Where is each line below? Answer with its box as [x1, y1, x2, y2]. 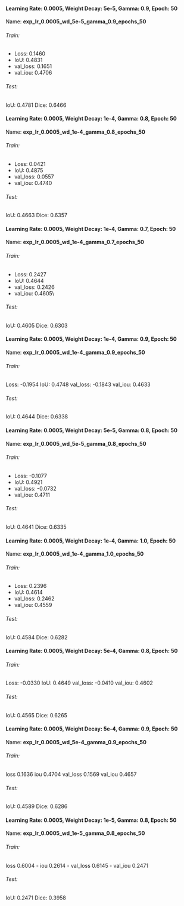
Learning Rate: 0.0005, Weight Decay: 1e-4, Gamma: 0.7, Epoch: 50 [5, 225, 176, 232]
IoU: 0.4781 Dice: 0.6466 [5, 101, 67, 109]
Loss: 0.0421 [14, 161, 46, 168]
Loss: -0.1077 [14, 472, 47, 479]
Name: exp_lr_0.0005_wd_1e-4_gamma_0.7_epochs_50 [5, 239, 144, 246]
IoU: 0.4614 [14, 588, 43, 596]
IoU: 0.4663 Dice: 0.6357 [5, 212, 68, 219]
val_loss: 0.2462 [14, 595, 55, 602]
